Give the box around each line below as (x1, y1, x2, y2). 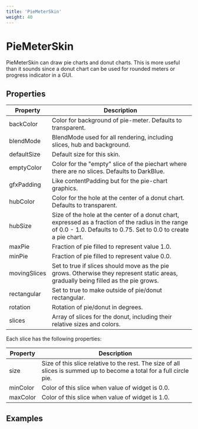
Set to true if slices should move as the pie (52, 262, 169, 270)
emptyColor (9, 164, 42, 172)
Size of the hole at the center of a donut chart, (52, 211, 180, 219)
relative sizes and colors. (52, 320, 121, 329)
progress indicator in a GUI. (6, 71, 73, 79)
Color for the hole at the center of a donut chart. (52, 194, 184, 202)
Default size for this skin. (52, 150, 121, 158)
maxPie (9, 243, 30, 251)
